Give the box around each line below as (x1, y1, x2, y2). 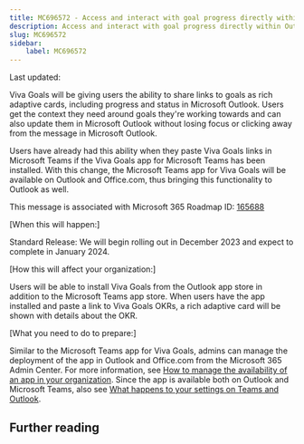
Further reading (9, 420, 100, 435)
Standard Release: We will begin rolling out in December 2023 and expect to (9, 236, 294, 247)
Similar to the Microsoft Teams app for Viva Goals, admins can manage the (9, 345, 288, 356)
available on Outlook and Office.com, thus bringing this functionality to (9, 174, 273, 186)
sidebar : (9, 38, 43, 48)
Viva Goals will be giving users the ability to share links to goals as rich (9, 90, 273, 101)
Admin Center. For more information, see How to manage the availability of (9, 364, 288, 376)
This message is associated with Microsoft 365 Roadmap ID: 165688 (9, 201, 265, 213)
